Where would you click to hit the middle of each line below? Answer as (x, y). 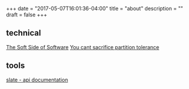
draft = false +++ (27, 15)
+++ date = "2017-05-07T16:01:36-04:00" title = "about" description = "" (95, 8)
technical (23, 33)
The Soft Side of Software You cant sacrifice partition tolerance (83, 47)
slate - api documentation (37, 80)
